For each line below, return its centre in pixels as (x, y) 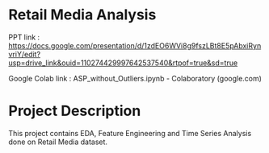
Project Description (75, 111)
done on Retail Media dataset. (58, 142)
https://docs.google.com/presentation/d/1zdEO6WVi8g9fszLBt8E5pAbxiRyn (135, 45)
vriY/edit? (25, 54)
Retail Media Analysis (82, 15)
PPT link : (24, 37)
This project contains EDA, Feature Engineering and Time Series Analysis (130, 133)
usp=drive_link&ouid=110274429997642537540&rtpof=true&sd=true (123, 63)
